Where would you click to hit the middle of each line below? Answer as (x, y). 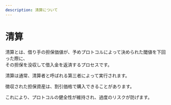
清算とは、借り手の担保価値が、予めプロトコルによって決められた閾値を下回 (86, 52)
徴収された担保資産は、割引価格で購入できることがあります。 (70, 86)
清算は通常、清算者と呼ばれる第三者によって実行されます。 (68, 75)
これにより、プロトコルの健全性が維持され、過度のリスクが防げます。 (79, 97)
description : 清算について (32, 10)
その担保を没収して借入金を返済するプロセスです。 (59, 65)
